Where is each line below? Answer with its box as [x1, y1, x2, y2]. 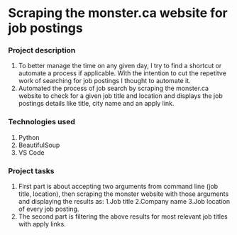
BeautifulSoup [18, 141, 60, 149]
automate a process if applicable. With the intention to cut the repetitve [18, 69, 226, 77]
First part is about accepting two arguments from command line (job [18, 182, 219, 191]
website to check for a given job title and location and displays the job [18, 92, 223, 100]
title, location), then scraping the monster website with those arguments [18, 190, 229, 198]
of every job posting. [18, 204, 79, 214]
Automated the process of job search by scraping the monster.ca [18, 84, 209, 93]
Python [18, 133, 40, 141]
